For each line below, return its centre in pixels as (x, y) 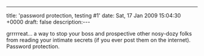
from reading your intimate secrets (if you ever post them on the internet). (99, 40)
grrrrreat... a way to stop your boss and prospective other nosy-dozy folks (99, 33)
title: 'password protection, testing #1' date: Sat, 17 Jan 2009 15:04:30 (93, 15)
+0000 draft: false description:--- (48, 22)
